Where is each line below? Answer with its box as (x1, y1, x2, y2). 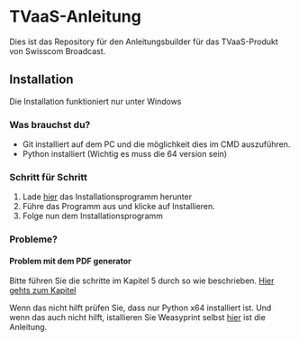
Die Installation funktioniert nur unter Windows (9, 96, 182, 106)
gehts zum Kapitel (9, 285, 77, 296)
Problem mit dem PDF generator (9, 255, 132, 266)
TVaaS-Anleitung (9, 6, 141, 27)
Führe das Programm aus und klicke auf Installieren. (22, 201, 216, 212)
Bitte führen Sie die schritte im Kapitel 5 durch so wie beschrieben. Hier (9, 275, 275, 286)
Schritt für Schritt (9, 170, 88, 183)
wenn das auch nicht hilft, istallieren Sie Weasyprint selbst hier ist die (9, 312, 266, 323)
